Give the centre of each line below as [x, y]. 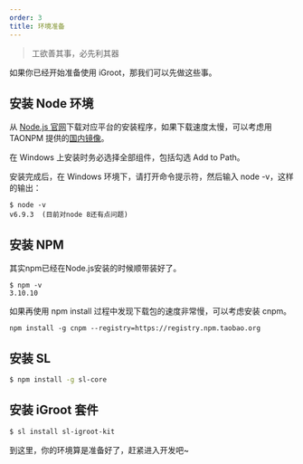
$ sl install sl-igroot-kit [62, 431]
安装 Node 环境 [52, 104]
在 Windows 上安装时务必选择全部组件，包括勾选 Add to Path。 [128, 157]
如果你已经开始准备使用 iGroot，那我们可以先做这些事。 [113, 72]
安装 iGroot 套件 [54, 410]
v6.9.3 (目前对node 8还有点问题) [69, 215]
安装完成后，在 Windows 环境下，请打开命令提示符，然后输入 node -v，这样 [151, 176]
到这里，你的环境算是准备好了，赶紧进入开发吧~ [99, 450]
